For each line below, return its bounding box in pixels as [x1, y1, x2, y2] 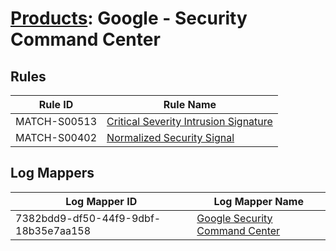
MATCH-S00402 [15, 131, 98, 144]
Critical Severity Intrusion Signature [106, 115, 273, 128]
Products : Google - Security [10, 7, 248, 30]
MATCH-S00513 [15, 115, 98, 128]
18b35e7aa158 [15, 223, 92, 237]
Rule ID [38, 98, 74, 111]
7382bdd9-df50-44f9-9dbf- [15, 211, 162, 225]
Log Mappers [10, 165, 95, 182]
